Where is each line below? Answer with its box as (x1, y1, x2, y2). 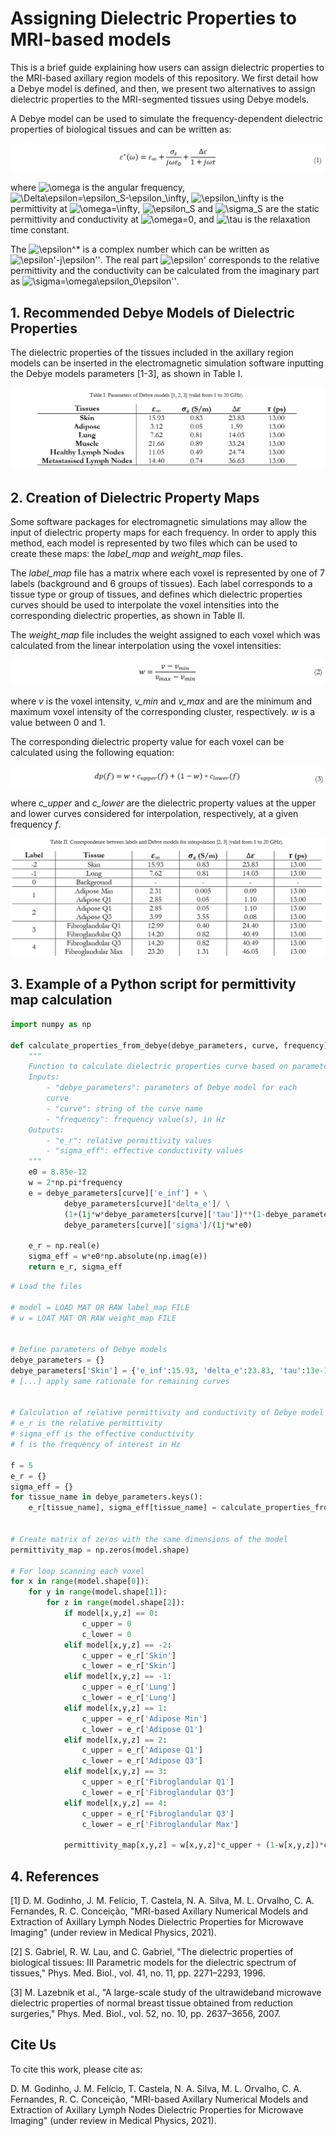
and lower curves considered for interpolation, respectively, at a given (10, 808, 299, 820)
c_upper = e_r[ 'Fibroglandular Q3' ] (81, 1808, 235, 1819)
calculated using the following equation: (10, 747, 175, 759)
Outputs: (28, 1125, 65, 1135)
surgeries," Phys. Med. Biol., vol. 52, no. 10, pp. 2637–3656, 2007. (10, 2007, 281, 2019)
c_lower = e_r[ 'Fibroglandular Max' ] (81, 1819, 240, 1829)
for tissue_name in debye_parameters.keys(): (10, 1492, 203, 1502)
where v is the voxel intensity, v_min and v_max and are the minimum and (10, 695, 313, 707)
